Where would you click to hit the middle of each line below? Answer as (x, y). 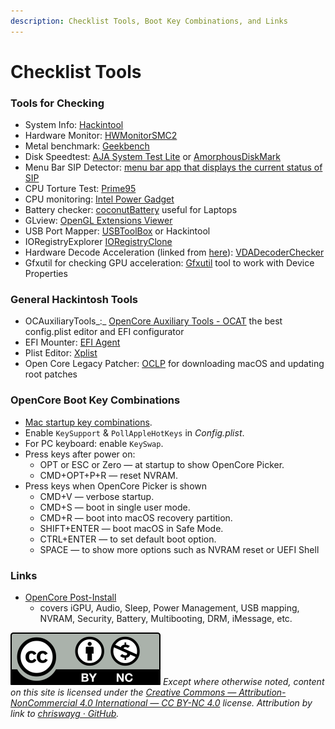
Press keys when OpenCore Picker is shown (116, 486)
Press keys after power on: (80, 454)
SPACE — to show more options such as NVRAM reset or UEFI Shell (179, 549)
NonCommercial (44, 703)
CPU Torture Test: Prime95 (80, 189)
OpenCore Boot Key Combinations (95, 400)
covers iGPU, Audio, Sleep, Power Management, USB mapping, (169, 608)
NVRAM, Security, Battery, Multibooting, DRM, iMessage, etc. (166, 618)
